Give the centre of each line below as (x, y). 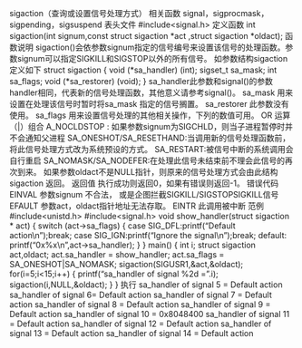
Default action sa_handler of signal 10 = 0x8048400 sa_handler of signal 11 (150, 314)
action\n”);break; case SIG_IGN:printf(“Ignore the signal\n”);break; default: (148, 235)
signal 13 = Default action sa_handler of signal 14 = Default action (132, 333)
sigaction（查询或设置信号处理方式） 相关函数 (95, 13)
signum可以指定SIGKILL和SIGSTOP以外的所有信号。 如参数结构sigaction (152, 58)
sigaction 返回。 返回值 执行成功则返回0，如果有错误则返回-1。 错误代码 (144, 183)
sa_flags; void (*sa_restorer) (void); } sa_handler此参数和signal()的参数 (141, 81)
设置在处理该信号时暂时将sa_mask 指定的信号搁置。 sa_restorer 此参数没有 (150, 104)
